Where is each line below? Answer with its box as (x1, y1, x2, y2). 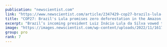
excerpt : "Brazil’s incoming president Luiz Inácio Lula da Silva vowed (5, 21, 159, 26)
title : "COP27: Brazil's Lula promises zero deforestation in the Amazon (5, 16, 162, 21)
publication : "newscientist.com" (5, 7, 75, 12)
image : (5, 25, 19, 30)
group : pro (5, 30, 28, 35)
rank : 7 (5, 35, 21, 40)
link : (5, 12, 16, 17)
